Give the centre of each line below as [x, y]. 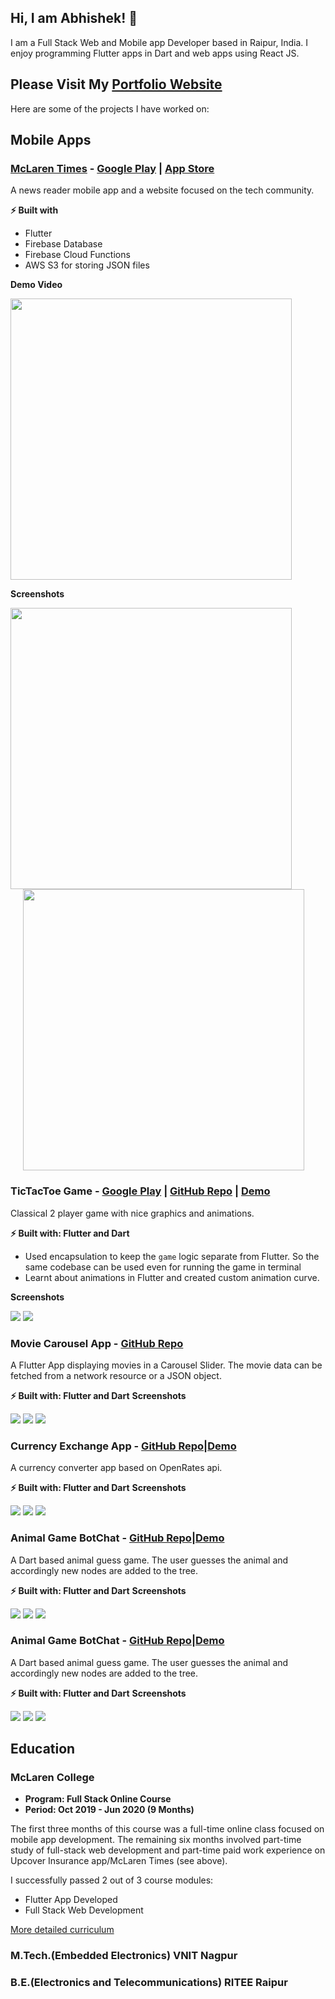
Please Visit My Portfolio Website [116, 84]
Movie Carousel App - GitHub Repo [97, 1343]
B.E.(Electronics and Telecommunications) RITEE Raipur [149, 1983]
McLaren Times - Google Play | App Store [112, 168]
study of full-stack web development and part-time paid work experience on [168, 1850]
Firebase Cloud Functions [77, 255]
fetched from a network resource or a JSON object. [116, 1375]
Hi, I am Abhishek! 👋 [74, 18]
